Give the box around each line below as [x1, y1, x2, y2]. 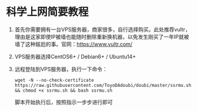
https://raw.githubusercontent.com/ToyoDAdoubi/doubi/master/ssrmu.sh [14, 82, 192, 88]
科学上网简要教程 [6, 5, 89, 19]
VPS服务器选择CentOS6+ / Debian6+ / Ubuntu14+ [14, 53, 136, 60]
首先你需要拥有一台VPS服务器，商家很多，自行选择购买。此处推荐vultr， [14, 26, 191, 33]
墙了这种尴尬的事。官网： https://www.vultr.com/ [14, 41, 133, 48]
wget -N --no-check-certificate [14, 77, 94, 83]
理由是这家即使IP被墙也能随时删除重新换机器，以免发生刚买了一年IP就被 [14, 33, 189, 40]
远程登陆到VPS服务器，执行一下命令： [14, 65, 108, 72]
